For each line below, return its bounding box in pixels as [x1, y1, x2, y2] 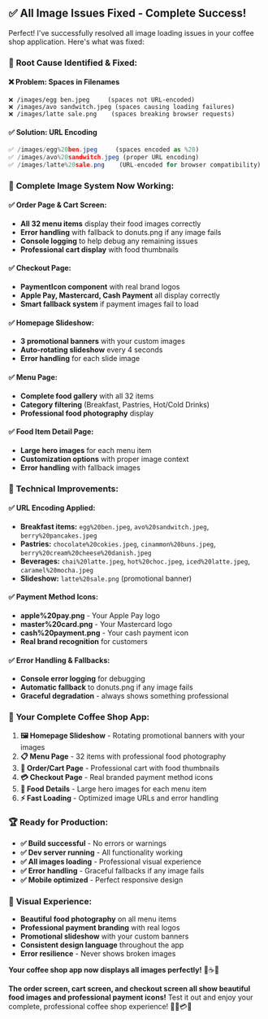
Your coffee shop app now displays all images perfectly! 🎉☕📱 [8, 965, 219, 975]
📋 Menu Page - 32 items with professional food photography [19, 751, 227, 761]
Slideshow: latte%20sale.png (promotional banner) [19, 573, 192, 583]
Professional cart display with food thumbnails [19, 244, 179, 255]
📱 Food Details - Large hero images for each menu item [19, 784, 207, 794]
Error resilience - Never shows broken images [19, 949, 176, 959]
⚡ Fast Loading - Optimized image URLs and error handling [19, 793, 219, 803]
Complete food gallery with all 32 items [19, 390, 154, 401]
